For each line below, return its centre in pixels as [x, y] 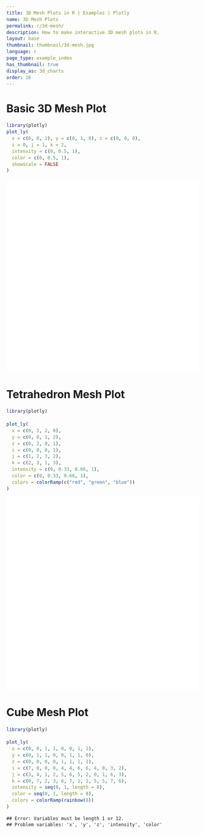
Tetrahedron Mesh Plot [66, 394]
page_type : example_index [39, 58]
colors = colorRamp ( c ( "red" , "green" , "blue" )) [74, 482]
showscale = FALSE [35, 164]
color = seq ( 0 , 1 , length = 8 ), [53, 794]
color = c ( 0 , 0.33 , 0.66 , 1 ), [50, 476]
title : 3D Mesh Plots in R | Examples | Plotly [68, 13]
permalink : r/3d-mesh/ [35, 26]
